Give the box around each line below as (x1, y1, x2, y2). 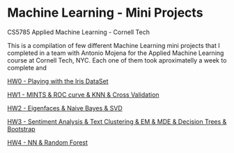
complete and (7, 63, 47, 72)
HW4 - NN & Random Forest (7, 138, 88, 147)
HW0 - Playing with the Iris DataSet (7, 76, 109, 85)
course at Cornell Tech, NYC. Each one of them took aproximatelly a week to (7, 56, 227, 64)
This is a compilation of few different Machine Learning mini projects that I (7, 41, 221, 49)
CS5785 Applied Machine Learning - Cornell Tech (7, 28, 150, 36)
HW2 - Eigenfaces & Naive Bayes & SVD (7, 104, 123, 112)
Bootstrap (7, 124, 36, 133)
